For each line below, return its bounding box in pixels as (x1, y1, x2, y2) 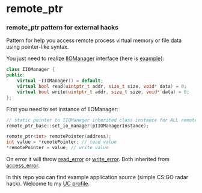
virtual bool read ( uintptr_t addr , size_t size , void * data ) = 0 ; (17, 84, 187, 90)
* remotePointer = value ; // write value (6, 145, 109, 151)
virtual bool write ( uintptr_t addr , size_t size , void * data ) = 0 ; (17, 89, 190, 95)
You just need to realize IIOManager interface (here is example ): (6, 55, 164, 62)
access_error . (6, 162, 40, 170)
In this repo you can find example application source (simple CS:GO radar (6, 174, 189, 181)
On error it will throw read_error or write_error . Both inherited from (6, 156, 170, 163)
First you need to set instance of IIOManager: (6, 105, 118, 112)
